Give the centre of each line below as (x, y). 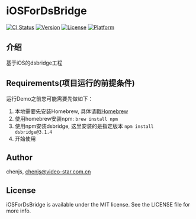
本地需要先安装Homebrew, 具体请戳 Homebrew (71, 111)
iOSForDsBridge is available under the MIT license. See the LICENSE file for (98, 205)
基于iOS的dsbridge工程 (34, 63)
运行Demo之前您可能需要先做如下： (50, 98)
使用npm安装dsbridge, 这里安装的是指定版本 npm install (84, 126)
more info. (19, 211)
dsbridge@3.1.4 (33, 132)
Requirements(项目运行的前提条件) (70, 83)
